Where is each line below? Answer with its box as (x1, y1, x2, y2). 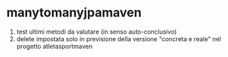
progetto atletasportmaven (16, 42, 93, 50)
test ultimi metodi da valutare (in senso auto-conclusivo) (16, 27, 177, 36)
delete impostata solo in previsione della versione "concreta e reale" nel (16, 34, 222, 43)
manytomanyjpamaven (6, 5, 142, 21)
